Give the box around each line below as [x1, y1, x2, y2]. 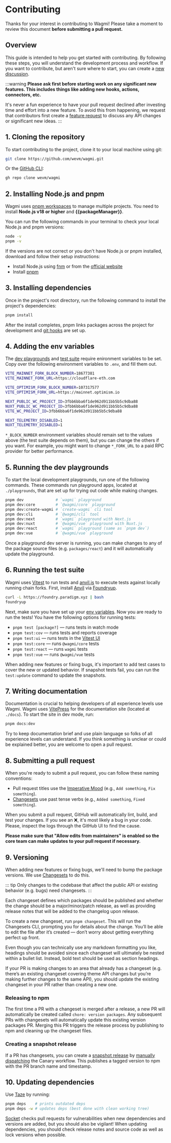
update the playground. [5, 551, 55, 557]
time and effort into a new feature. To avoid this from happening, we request [5, 107, 166, 113]
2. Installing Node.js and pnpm [5, 190, 105, 198]
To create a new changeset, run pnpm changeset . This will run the [5, 918, 141, 924]
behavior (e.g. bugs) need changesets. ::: [5, 887, 92, 893]
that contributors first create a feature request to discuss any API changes [5, 112, 161, 118]
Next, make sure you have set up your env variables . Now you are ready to [5, 609, 162, 615]
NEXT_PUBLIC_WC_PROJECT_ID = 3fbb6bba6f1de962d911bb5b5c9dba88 [5, 399, 138, 404]
